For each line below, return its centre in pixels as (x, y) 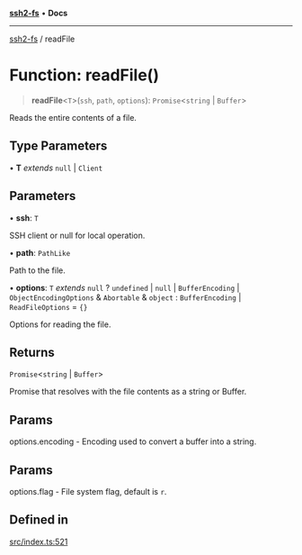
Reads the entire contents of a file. (73, 117)
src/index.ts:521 (39, 541)
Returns (32, 352)
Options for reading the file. (60, 324)
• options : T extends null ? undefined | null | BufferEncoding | (124, 287)
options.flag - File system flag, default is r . (88, 491)
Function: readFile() (84, 75)
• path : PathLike (40, 252)
